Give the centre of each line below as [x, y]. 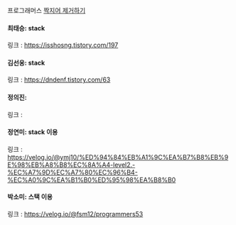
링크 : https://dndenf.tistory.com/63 [59, 79]
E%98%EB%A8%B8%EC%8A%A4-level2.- [71, 165]
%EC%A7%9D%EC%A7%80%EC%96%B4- [73, 172]
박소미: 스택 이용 [30, 197]
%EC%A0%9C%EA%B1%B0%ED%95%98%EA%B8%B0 [92, 180]
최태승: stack [26, 28]
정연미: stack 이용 [33, 132]
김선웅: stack [26, 62]
